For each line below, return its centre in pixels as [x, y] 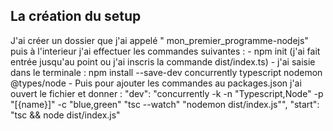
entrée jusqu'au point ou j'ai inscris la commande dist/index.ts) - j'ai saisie [163, 61]
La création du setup [76, 16]
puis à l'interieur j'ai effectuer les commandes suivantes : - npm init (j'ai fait [165, 51]
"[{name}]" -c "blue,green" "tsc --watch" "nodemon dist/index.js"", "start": [165, 104]
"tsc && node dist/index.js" [65, 115]
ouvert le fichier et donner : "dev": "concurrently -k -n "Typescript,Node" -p [167, 93]
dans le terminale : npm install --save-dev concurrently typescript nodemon [166, 72]
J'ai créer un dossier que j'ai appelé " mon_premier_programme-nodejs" [159, 40]
